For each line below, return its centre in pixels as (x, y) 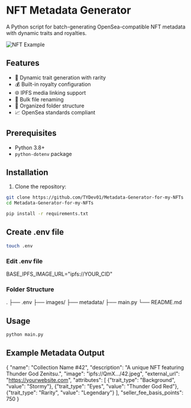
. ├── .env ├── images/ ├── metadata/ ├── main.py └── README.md (94, 302)
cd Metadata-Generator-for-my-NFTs (50, 203)
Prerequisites (31, 133)
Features (23, 63)
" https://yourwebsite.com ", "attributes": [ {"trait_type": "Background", (91, 380)
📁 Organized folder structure (49, 106)
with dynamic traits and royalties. (46, 33)
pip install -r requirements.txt (47, 214)
